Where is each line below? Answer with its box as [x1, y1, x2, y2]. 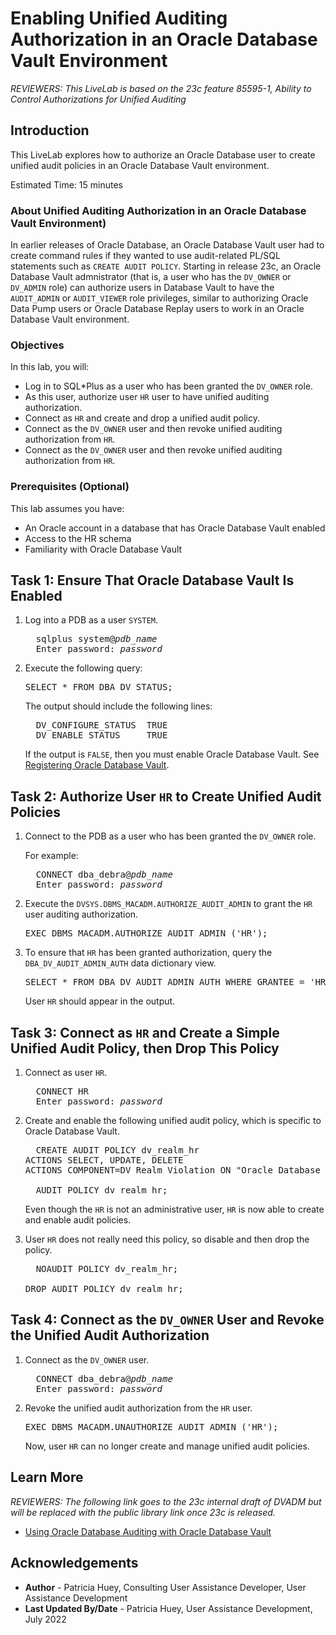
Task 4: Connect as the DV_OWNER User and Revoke [10, 1312, 325, 1329]
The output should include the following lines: [24, 700, 213, 712]
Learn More [10, 1469, 84, 1486]
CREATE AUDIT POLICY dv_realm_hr [35, 1145, 200, 1156]
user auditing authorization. [24, 908, 139, 921]
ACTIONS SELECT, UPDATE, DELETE [24, 1155, 184, 1166]
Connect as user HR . [24, 1067, 108, 1079]
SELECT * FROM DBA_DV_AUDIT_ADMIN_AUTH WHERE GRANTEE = [24, 977, 305, 988]
